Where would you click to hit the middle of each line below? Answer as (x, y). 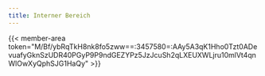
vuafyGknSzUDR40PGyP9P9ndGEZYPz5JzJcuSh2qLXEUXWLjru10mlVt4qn (132, 55)
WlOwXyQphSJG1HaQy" (49, 63)
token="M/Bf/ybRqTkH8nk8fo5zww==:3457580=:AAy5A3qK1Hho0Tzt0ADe (133, 46)
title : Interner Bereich (49, 15)
